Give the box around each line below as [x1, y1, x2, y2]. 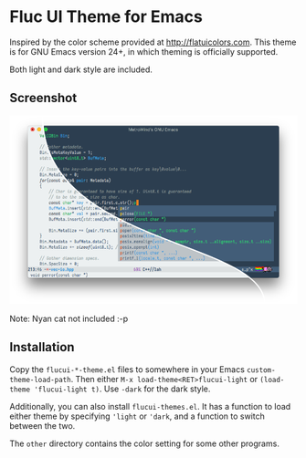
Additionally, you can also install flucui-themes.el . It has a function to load [9, 401, 291, 411]
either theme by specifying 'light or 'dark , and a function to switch [9, 411, 265, 422]
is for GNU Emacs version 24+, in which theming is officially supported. [9, 46, 279, 57]
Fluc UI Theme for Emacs [9, 6, 203, 27]
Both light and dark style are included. [9, 64, 153, 75]
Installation [9, 339, 75, 355]
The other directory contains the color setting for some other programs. [9, 438, 280, 449]
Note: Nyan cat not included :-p [9, 313, 129, 324]
